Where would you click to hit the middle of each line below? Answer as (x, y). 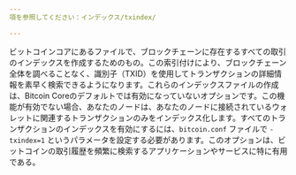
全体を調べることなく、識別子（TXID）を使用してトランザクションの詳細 (142, 73)
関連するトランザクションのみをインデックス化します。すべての (155, 118)
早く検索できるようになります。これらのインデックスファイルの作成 (156, 84)
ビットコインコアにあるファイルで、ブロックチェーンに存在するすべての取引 (148, 51)
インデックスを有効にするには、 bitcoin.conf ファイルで (165, 128)
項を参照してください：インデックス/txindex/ (83, 17)
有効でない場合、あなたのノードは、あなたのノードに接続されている (148, 106)
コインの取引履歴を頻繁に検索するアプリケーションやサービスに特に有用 (156, 150)
